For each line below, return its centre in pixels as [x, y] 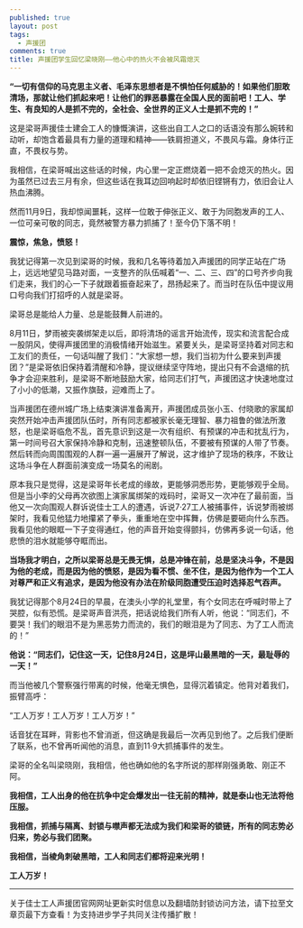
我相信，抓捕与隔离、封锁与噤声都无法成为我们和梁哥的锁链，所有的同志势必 [151, 826]
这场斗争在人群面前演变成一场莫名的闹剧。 [88, 465]
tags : [19, 34]
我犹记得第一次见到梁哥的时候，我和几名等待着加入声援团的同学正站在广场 [147, 261]
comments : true [38, 51]
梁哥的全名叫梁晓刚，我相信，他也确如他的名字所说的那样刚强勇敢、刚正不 [147, 765]
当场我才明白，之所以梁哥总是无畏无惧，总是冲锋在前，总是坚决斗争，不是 [147, 560]
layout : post [34, 26]
